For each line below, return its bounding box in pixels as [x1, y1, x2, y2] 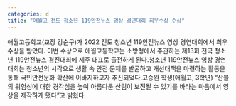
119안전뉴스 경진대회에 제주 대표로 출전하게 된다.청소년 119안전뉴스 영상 [14, 55, 213, 64]
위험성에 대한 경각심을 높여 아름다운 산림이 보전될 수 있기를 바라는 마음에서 [14, 82, 222, 90]
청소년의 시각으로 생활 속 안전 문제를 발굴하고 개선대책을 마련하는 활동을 [26, 64, 226, 73]
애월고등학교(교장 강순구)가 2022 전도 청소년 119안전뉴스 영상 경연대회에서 [7, 37, 215, 46]
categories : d [7, 10, 50, 18]
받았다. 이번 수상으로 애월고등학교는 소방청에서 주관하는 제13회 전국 [26, 46, 213, 55]
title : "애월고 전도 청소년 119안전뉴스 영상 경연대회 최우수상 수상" [7, 17, 185, 24]
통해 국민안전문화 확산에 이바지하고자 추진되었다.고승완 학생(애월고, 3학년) [7, 73, 213, 82]
